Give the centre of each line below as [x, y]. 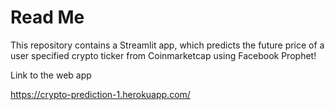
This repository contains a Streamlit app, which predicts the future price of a [167, 45]
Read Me [47, 17]
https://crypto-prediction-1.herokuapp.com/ [100, 94]
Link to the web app [51, 75]
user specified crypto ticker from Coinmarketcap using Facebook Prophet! [163, 55]
